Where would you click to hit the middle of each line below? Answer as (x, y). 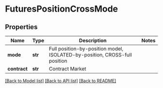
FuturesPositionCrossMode (62, 9)
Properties (21, 27)
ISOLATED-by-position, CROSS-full (90, 55)
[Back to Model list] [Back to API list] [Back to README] (61, 81)
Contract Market (67, 69)
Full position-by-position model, (86, 49)
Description (93, 41)
